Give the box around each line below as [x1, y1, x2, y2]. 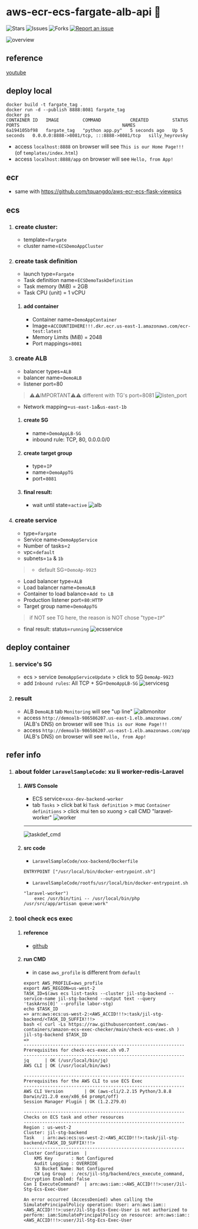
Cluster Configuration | [23, 1150, 87, 1156]
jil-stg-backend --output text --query [58, 995, 156, 1002]
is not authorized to [134, 1207, 187, 1213]
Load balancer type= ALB [23, 577, 82, 585]
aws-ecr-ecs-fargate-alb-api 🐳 [6, 5, 161, 19]
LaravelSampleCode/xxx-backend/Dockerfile [32, 859, 138, 864]
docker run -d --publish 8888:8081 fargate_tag [6, 107, 126, 112]
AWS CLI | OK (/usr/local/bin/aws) [23, 1062, 111, 1068]
